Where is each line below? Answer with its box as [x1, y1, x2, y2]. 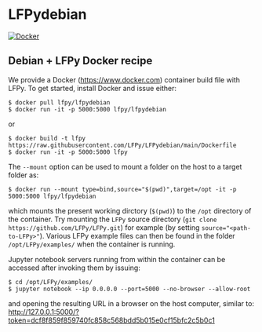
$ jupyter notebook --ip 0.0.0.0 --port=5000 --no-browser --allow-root [8, 285, 251, 293]
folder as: [8, 170, 39, 180]
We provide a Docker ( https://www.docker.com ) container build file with [8, 75, 241, 84]
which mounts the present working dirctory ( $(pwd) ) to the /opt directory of [8, 206, 252, 215]
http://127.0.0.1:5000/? [8, 307, 80, 316]
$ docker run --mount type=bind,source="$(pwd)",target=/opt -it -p [8, 185, 237, 193]
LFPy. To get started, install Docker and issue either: [8, 83, 177, 93]
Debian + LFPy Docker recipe [8, 54, 153, 67]
